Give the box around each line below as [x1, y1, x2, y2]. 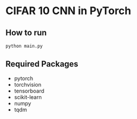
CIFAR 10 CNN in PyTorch [5, 4, 132, 18]
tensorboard [14, 87, 45, 94]
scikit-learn [14, 93, 42, 101]
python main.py [5, 43, 43, 49]
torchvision [14, 81, 42, 88]
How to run [5, 28, 47, 38]
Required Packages [5, 59, 79, 69]
